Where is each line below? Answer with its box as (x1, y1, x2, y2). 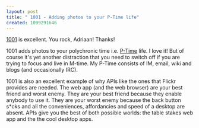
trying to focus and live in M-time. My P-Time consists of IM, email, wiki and (6, 60, 192, 67)
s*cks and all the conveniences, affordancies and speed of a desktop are (6, 103, 185, 110)
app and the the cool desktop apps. (6, 116, 93, 123)
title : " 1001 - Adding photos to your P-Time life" (6, 14, 140, 20)
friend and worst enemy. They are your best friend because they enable (6, 90, 182, 98)
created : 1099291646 (6, 20, 58, 25)
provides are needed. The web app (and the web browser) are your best (6, 84, 183, 91)
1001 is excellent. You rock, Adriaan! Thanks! (6, 36, 115, 43)
